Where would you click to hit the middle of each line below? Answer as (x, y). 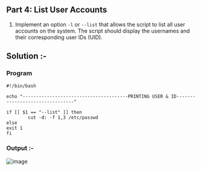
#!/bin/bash (21, 86)
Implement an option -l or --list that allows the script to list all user (100, 24)
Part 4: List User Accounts (57, 10)
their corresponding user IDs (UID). (59, 37)
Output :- (20, 148)
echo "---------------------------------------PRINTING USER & (88, 96)
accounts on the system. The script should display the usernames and (102, 31)
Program (19, 73)
